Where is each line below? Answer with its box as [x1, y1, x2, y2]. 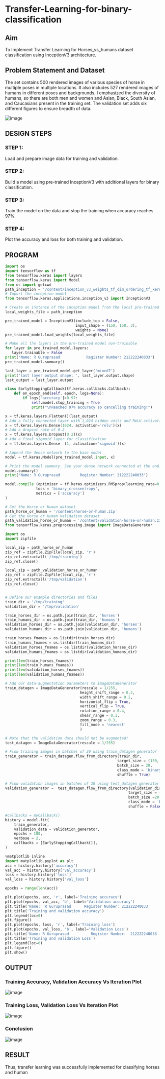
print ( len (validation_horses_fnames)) [5, 667, 84, 672]
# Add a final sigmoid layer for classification [5, 437, 107, 442]
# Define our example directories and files [5, 595, 98, 600]
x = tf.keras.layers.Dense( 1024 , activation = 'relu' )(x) [5, 423, 122, 428]
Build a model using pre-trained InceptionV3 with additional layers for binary [5, 179, 160, 185]
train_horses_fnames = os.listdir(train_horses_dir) [5, 636, 115, 641]
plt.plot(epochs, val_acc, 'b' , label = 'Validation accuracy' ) [5, 899, 135, 904]
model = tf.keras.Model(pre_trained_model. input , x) [5, 455, 115, 460]
